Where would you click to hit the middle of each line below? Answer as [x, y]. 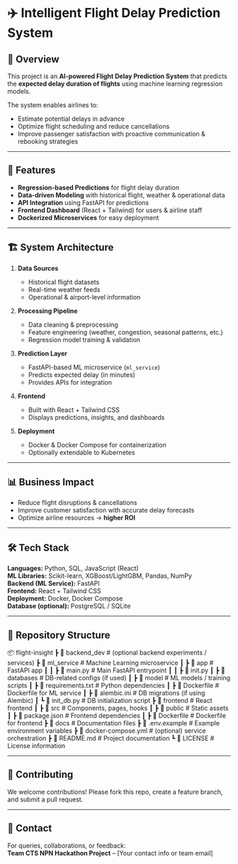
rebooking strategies [48, 141]
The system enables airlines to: [53, 105]
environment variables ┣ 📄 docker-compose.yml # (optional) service [107, 731]
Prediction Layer [42, 353]
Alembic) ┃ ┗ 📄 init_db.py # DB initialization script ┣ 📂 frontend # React [110, 701]
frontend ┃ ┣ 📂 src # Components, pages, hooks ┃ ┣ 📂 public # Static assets [118, 708]
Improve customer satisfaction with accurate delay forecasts [106, 510]
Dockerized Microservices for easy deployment [88, 217]
